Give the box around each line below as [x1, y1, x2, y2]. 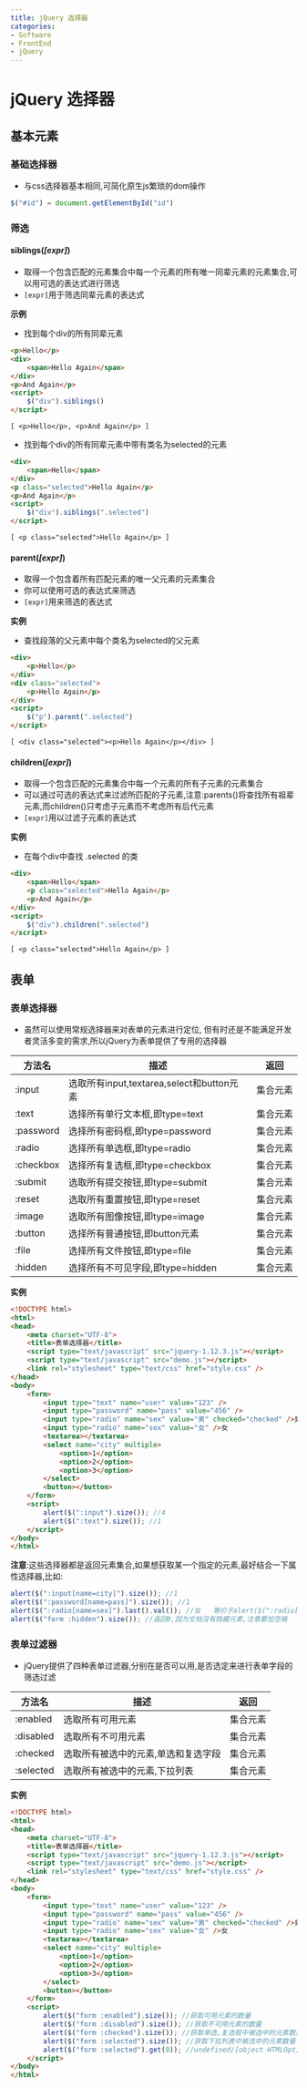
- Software [10, 30, 52, 39]
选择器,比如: [17, 1571, 64, 1582]
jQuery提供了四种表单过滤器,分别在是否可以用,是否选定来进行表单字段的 [23, 1661, 293, 1671]
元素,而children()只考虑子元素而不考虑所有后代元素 [23, 801, 215, 812]
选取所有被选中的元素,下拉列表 [63, 1764, 194, 1777]
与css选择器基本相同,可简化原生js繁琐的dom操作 [23, 180, 206, 191]
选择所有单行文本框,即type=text [68, 1107, 204, 1120]
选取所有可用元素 [63, 1713, 137, 1726]
